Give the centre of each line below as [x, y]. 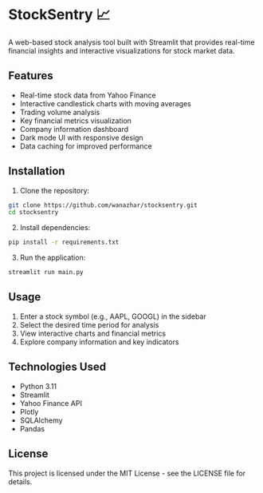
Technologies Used [57, 367]
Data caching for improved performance [86, 146]
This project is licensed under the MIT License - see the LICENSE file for [127, 473]
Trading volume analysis [60, 112]
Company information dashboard [74, 129]
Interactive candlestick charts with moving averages [105, 103]
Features [31, 76]
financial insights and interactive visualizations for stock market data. [122, 50]
